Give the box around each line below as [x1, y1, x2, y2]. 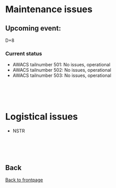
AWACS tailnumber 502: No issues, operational [12, 67, 111, 73]
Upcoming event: [5, 24, 61, 33]
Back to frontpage [5, 177, 43, 183]
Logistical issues [5, 111, 78, 123]
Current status [5, 50, 42, 57]
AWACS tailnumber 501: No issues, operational [12, 62, 110, 68]
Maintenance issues [5, 4, 93, 15]
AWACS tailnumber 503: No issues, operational [12, 72, 111, 78]
